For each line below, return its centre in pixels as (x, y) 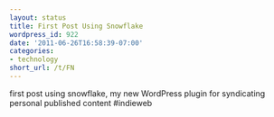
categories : (32, 51)
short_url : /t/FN (42, 68)
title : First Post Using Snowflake (76, 26)
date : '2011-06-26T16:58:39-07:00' (76, 43)
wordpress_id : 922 (44, 34)
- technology (34, 59)
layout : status (38, 18)
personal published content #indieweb (81, 103)
